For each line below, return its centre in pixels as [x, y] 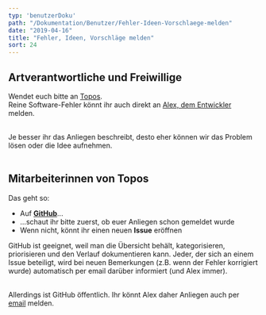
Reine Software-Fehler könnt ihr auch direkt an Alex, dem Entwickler [120, 105]
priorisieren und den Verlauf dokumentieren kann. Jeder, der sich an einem [131, 254]
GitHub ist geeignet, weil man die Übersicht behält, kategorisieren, [117, 245]
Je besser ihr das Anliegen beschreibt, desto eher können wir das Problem [130, 136]
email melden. [31, 303]
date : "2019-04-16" [40, 30]
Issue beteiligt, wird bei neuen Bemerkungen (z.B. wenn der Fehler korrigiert [133, 262]
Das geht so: [29, 198]
